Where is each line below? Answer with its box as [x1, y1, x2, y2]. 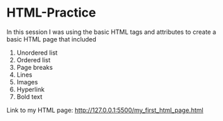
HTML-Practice [6, 5, 97, 21]
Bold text [16, 92, 43, 101]
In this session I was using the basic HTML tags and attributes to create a [6, 28, 217, 36]
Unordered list [16, 48, 58, 57]
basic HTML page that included [6, 35, 97, 43]
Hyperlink [16, 85, 45, 93]
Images [16, 77, 38, 86]
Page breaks [16, 63, 53, 71]
